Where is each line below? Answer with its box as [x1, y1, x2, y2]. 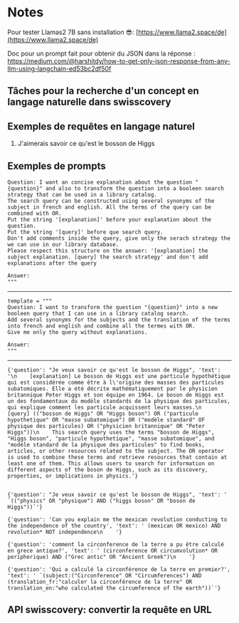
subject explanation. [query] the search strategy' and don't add [7, 253, 208, 261]
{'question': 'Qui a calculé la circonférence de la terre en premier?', [7, 565, 231, 573]
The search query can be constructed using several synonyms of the [7, 197, 215, 204]
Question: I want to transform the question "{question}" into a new [7, 303, 218, 310]
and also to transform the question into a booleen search [45, 184, 224, 192]
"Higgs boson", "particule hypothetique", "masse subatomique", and [7, 435, 215, 442]
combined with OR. [7, 209, 62, 217]
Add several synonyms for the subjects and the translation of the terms [7, 316, 231, 323]
